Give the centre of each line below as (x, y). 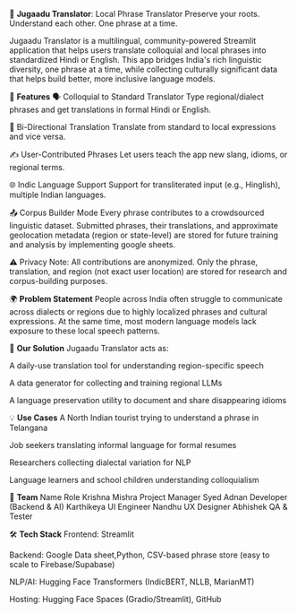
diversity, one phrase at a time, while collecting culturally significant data (144, 69)
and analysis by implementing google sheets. (93, 245)
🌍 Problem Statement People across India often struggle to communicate (146, 299)
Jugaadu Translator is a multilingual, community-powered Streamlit (133, 41)
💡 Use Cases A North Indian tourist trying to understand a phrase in (134, 418)
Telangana (29, 427)
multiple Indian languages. (58, 194)
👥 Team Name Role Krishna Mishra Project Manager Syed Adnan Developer (148, 497)
